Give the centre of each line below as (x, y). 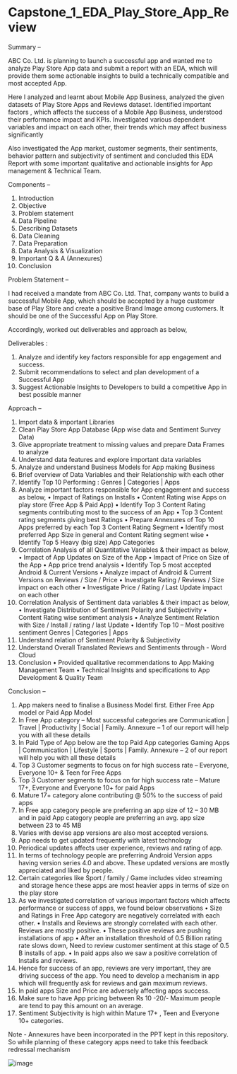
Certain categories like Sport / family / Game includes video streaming (120, 877)
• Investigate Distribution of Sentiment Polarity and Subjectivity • (113, 610)
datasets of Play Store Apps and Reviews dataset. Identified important (110, 104)
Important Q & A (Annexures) (60, 258)
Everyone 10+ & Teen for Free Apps (70, 773)
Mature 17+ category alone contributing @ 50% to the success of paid (120, 795)
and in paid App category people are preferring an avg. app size (111, 817)
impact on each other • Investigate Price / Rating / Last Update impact (120, 587)
